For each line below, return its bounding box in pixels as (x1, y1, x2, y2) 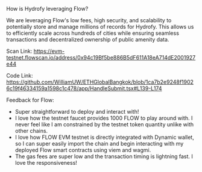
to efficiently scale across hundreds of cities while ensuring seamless (6, 29, 180, 37)
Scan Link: (6, 48, 33, 55)
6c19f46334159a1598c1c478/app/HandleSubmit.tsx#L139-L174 (6, 85, 162, 92)
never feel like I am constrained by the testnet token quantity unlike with (14, 121, 194, 128)
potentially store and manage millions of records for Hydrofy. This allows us (6, 23, 194, 30)
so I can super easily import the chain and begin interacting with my (14, 140, 184, 147)
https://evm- (33, 48, 65, 55)
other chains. (14, 127, 48, 134)
